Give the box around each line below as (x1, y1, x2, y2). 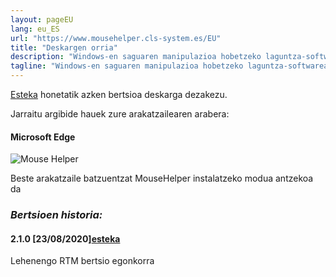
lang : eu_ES (10, 24, 60, 34)
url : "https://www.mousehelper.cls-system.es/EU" (10, 33, 222, 43)
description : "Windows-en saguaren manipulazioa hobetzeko (10, 52, 262, 62)
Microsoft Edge (10, 131, 76, 143)
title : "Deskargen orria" (10, 42, 118, 53)
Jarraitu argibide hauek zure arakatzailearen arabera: (10, 108, 230, 120)
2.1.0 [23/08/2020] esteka (10, 232, 121, 245)
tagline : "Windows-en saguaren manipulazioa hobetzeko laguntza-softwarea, (10, 61, 333, 71)
